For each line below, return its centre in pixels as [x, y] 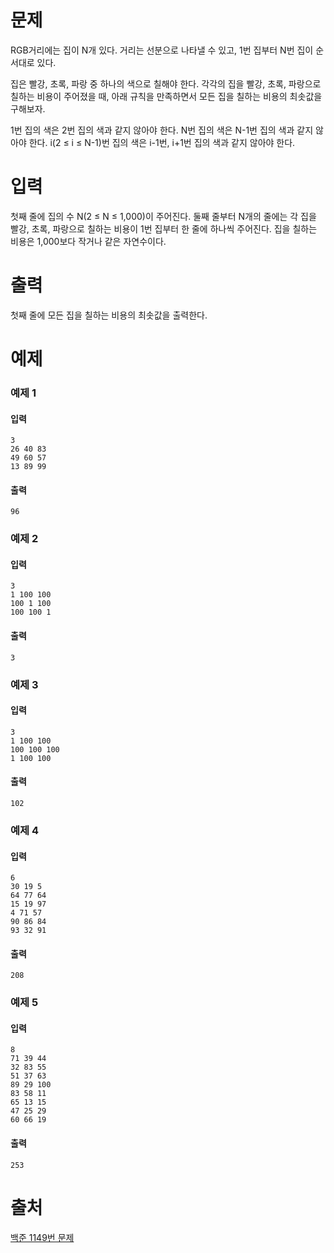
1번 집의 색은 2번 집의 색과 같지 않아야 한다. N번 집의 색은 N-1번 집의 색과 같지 [162, 130]
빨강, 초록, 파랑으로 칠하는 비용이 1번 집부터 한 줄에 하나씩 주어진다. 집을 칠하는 [164, 228]
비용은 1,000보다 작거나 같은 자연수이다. [88, 241]
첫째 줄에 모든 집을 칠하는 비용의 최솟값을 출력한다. [109, 315]
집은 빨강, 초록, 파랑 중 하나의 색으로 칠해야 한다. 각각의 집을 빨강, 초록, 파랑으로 [166, 83]
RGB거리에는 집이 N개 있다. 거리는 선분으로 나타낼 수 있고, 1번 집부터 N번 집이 [162, 50]
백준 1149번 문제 [42, 1237]
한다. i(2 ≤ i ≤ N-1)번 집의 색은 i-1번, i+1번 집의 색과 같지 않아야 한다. [162, 142]
